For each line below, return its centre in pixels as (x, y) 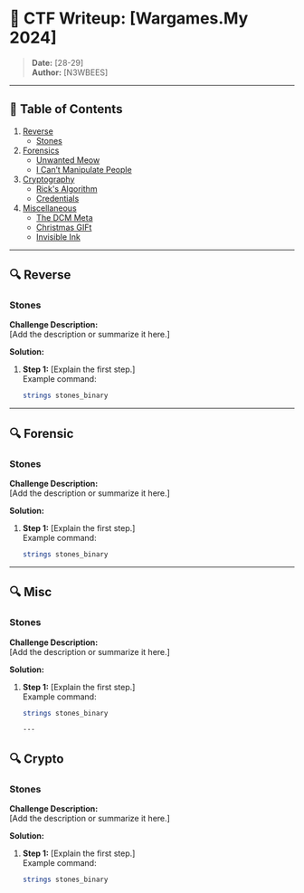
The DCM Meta (64, 217)
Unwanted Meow (68, 160)
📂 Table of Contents (66, 109)
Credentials (57, 198)
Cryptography (48, 179)
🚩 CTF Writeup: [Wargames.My (129, 19)
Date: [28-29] (57, 62)
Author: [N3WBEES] (70, 72)
